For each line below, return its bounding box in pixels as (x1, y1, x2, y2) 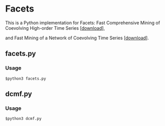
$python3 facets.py (5, 76, 46, 81)
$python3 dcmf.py (5, 116, 42, 121)
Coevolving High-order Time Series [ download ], (5, 25, 105, 31)
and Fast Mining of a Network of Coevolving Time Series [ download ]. (5, 35, 149, 41)
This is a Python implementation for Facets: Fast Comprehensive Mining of (5, 20, 160, 26)
